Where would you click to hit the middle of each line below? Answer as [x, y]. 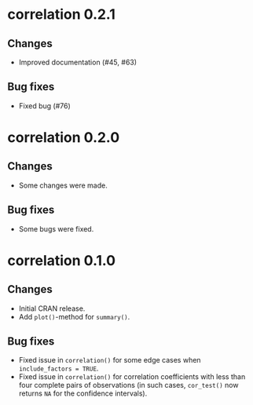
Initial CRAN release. [52, 308]
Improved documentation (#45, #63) [78, 62]
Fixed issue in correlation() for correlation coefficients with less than [132, 377]
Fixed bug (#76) [45, 106]
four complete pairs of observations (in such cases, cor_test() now [128, 385]
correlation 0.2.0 [64, 137]
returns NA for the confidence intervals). [83, 393]
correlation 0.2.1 [61, 15]
